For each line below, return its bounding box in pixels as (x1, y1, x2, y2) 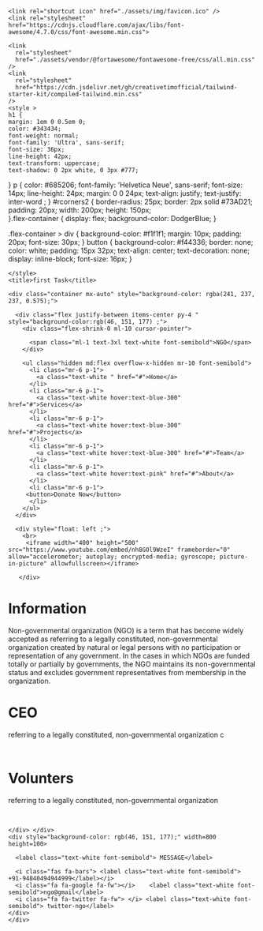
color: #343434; (8, 125, 61, 133)
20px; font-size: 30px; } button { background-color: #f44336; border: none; (8, 238, 254, 246)
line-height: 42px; (8, 152, 72, 160)
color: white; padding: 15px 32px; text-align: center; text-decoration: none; (8, 246, 250, 255)
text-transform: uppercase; (8, 160, 101, 167)
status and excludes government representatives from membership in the (8, 667, 246, 677)
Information (8, 600, 87, 618)
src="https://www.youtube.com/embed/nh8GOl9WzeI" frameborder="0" (8, 546, 231, 554)
